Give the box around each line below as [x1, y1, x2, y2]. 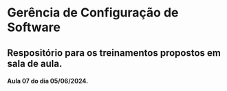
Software [7, 19, 61, 35]
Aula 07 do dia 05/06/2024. [7, 77, 88, 85]
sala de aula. [7, 57, 63, 70]
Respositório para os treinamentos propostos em [7, 47, 221, 59]
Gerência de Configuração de [7, 5, 179, 21]
